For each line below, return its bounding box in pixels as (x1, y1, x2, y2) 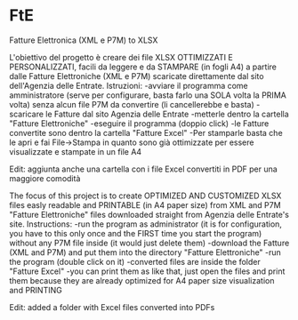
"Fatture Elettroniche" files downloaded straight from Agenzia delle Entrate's (9, 209, 290, 220)
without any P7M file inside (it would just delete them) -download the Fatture (9, 237, 290, 248)
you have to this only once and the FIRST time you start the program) (9, 228, 262, 238)
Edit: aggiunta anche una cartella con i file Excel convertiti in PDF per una (9, 164, 278, 174)
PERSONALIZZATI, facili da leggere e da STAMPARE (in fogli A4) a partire (9, 61, 278, 72)
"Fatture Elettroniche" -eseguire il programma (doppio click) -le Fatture (9, 117, 270, 129)
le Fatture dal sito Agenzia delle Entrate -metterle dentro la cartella (45, 108, 289, 119)
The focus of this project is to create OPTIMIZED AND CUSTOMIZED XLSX (9, 190, 282, 201)
